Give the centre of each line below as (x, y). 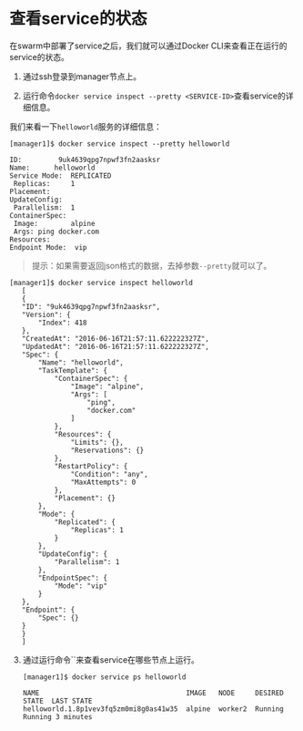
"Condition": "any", (109, 474)
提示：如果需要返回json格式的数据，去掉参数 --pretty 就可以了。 (151, 265)
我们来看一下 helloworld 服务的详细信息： (86, 126)
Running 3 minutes (57, 716)
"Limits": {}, (97, 442)
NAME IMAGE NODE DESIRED (153, 693)
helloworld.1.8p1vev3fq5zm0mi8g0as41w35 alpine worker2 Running (153, 709)
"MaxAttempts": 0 (103, 482)
